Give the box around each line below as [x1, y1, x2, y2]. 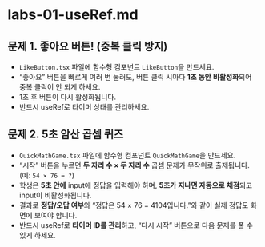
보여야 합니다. [34, 210, 78, 220]
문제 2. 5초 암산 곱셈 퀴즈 [7, 128, 124, 141]
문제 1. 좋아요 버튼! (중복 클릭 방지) [7, 39, 168, 53]
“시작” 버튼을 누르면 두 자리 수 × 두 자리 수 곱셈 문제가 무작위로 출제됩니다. [18, 160, 250, 169]
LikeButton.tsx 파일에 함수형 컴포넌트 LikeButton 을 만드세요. [18, 62, 215, 71]
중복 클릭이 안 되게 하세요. [18, 82, 101, 91]
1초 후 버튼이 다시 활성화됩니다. [18, 92, 117, 102]
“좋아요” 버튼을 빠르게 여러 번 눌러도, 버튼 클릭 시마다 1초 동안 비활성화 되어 [18, 72, 252, 82]
